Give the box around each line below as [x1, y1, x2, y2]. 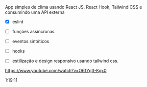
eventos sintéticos [12, 39, 49, 44]
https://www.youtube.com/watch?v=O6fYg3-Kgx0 [5, 68, 107, 74]
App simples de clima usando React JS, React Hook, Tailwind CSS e [5, 4, 142, 10]
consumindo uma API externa [5, 9, 65, 15]
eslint [12, 19, 24, 24]
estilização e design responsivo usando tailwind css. [12, 58, 119, 64]
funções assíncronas [12, 29, 55, 35]
